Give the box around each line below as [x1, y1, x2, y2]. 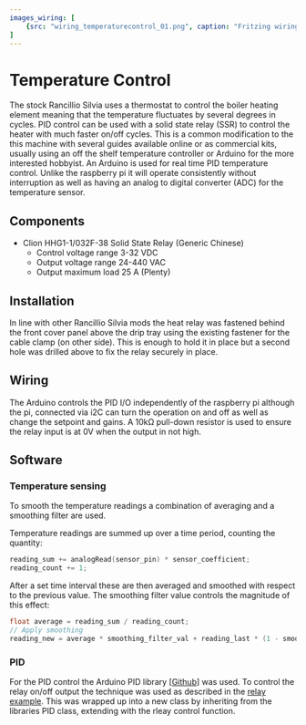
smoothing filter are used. [9, 510, 107, 521]
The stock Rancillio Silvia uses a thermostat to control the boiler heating [9, 99, 279, 110]
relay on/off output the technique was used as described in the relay [9, 686, 267, 698]
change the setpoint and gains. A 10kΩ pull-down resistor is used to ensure [9, 416, 291, 427]
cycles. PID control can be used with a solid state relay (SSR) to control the [9, 119, 291, 130]
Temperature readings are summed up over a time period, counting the [9, 528, 276, 539]
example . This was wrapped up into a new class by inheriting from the [9, 696, 272, 707]
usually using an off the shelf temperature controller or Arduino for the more [9, 148, 294, 160]
